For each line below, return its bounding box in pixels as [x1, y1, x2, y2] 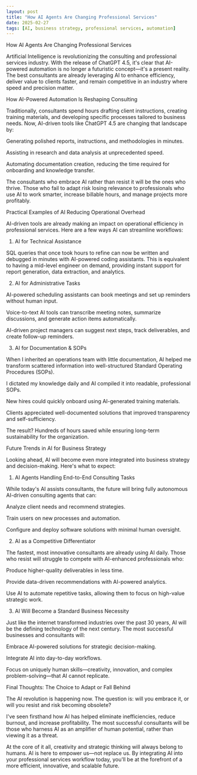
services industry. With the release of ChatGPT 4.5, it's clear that [6, 59, 164, 66]
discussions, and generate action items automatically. [6, 315, 137, 323]
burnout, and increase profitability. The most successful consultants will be [6, 719, 189, 726]
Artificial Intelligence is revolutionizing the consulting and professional [6, 53, 177, 60]
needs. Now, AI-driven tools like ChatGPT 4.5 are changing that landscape [6, 120, 188, 127]
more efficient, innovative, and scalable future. [6, 762, 120, 770]
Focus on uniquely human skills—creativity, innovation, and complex [6, 666, 173, 673]
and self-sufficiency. [6, 416, 56, 423]
